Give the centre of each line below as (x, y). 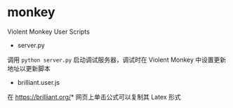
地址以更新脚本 (29, 68)
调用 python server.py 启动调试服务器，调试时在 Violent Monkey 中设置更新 (117, 60)
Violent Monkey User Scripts (48, 32)
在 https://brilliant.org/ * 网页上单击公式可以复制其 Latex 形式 (94, 97)
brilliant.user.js (39, 82)
